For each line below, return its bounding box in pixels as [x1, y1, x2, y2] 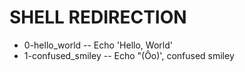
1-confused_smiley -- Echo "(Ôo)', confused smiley [23, 49, 235, 61]
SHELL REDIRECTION [9, 6, 187, 29]
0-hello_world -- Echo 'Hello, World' [23, 39, 173, 51]
